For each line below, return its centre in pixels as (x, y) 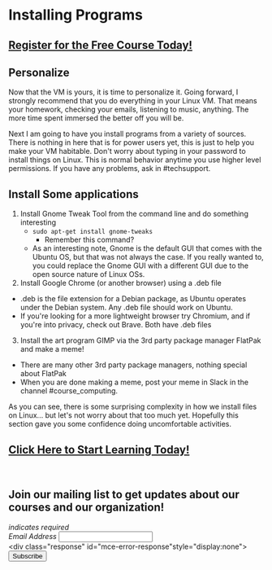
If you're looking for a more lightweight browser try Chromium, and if (135, 316)
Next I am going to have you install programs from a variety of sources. (127, 134)
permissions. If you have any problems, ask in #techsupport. (110, 169)
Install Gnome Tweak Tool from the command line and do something (134, 214)
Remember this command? (89, 240)
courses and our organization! (86, 508)
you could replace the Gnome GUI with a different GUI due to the (140, 265)
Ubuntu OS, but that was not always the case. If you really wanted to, (148, 257)
